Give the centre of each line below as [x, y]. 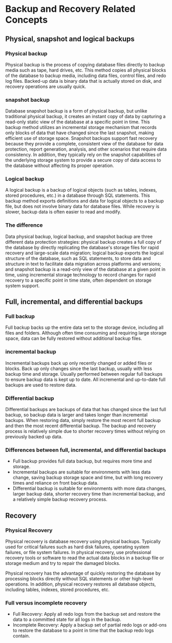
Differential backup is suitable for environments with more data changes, [89, 488]
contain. [21, 636]
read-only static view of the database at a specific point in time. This [78, 122]
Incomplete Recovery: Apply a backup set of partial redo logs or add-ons [90, 625]
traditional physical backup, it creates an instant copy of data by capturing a [85, 117]
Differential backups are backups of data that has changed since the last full [86, 410]
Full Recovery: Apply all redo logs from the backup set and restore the [87, 614]
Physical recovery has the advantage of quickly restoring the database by [83, 573]
